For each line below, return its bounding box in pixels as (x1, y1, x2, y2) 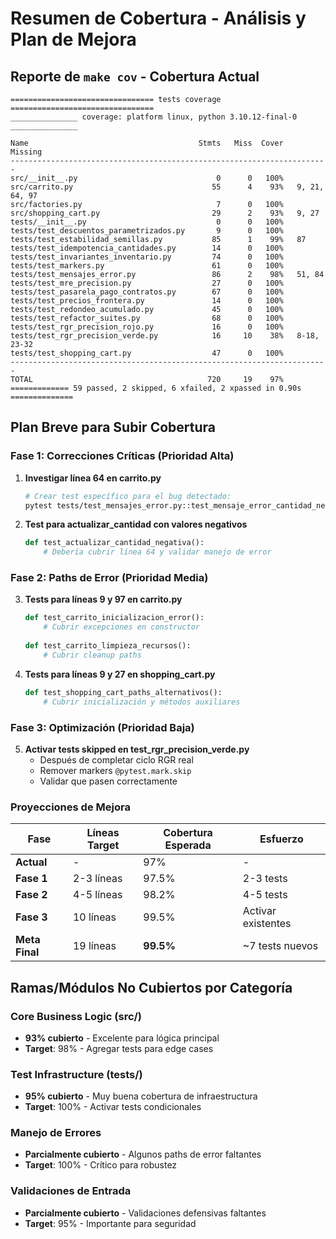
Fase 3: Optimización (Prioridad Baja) (10, 720, 195, 734)
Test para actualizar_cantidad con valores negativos (24, 518, 248, 531)
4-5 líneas (72, 888, 123, 902)
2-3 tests (242, 872, 288, 886)
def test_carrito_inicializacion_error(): (24, 613, 205, 623)
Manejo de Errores (10, 1126, 102, 1140)
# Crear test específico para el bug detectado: (24, 491, 232, 501)
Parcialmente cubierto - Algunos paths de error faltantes (24, 1148, 262, 1161)
